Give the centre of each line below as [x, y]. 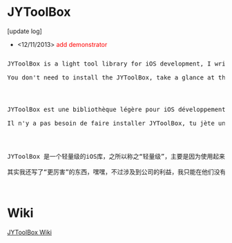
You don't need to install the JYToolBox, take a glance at [111, 77]
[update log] [25, 31]
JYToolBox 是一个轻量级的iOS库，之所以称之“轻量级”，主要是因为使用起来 [116, 156]
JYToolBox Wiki [29, 232]
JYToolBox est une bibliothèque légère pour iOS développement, [118, 109]
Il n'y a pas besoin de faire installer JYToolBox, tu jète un [116, 123]
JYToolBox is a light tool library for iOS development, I [109, 64]
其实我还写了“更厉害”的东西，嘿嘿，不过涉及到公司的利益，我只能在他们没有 [117, 172]
